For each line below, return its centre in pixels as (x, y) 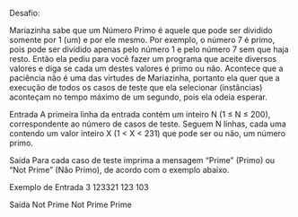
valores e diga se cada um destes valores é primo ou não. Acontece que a (146, 68)
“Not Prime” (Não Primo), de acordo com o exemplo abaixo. (119, 170)
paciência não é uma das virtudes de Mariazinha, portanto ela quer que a (145, 78)
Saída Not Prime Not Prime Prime (70, 204)
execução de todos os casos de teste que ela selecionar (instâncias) (136, 87)
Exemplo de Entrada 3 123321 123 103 (79, 187)
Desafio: (25, 13)
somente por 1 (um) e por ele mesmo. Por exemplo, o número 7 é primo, (142, 40)
